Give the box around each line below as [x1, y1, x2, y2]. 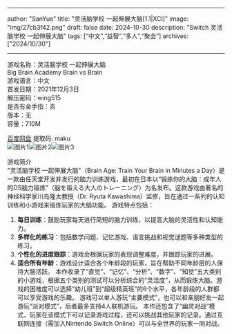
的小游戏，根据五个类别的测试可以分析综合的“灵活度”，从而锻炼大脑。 [17, 276, 217, 284]
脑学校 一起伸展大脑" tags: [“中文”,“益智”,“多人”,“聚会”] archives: [7, 32, 189, 40]
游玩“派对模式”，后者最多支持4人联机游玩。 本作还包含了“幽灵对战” [17, 302, 209, 310]
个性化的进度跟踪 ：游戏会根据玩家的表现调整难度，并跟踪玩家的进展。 [17, 250, 217, 258]
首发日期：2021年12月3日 [7, 85, 79, 93]
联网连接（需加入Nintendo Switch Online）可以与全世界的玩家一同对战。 [17, 319, 224, 327]
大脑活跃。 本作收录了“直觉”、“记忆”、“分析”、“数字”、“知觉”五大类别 [23, 268, 222, 275]
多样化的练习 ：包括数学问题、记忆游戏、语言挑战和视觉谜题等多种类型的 [17, 233, 223, 241]
